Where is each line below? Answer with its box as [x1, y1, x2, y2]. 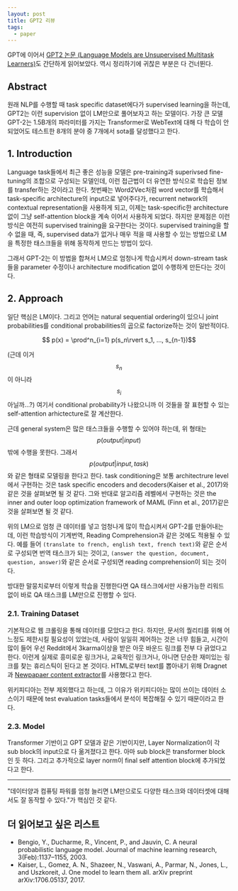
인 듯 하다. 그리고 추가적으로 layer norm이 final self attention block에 [7, 756, 201, 765]
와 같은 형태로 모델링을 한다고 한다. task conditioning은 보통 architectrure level [7, 472, 229, 480]
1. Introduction [7, 148, 72, 160]
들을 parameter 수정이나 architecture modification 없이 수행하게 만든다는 [7, 262, 212, 271]
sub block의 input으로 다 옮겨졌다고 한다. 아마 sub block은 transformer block [7, 747, 225, 755]
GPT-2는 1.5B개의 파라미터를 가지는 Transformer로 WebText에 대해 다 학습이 [7, 118, 222, 126]
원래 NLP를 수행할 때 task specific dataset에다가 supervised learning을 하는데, [7, 100, 230, 109]
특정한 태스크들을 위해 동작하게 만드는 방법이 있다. [14, 239, 153, 247]
